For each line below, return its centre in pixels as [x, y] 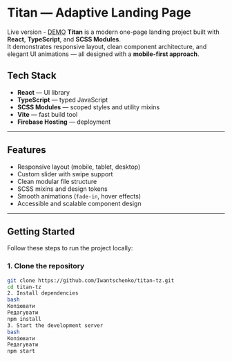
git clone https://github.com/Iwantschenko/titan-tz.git [91, 280]
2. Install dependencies [43, 293]
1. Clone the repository [46, 266]
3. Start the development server [55, 325]
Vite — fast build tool [47, 114]
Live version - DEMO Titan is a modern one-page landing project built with [113, 32]
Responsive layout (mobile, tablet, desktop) [79, 167]
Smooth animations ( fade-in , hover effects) [79, 196]
